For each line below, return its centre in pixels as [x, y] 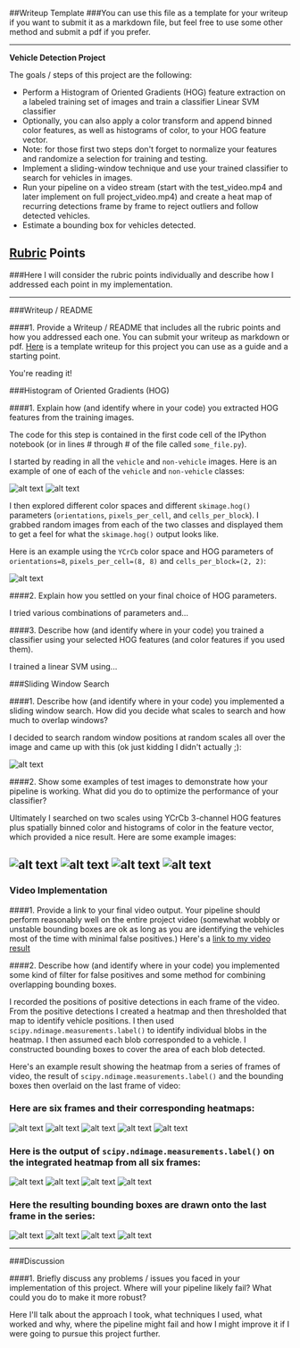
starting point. [35, 356]
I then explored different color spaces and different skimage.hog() [130, 505]
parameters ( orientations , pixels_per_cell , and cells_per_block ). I [134, 515]
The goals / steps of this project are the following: [100, 75]
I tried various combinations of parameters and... [99, 612]
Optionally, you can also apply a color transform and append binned [147, 121]
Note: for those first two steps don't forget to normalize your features [150, 149]
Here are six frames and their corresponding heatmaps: [132, 1108]
